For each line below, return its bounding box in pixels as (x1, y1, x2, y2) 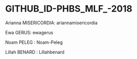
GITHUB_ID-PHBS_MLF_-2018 (5, 3, 132, 15)
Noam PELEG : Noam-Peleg (5, 39, 63, 45)
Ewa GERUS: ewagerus (5, 29, 53, 35)
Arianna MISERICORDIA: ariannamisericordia (5, 20, 98, 26)
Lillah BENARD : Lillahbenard (5, 49, 64, 55)
